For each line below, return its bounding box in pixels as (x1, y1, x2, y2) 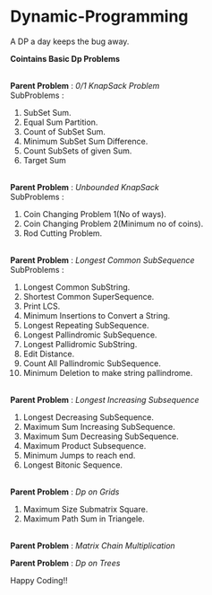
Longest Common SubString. (22, 281, 131, 293)
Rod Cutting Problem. (22, 227, 103, 239)
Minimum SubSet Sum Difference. (22, 136, 148, 146)
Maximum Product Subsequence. (22, 440, 147, 451)
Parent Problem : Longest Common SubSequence (10, 254, 195, 266)
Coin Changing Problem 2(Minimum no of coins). (22, 218, 204, 229)
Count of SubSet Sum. (22, 126, 106, 136)
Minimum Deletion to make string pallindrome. (22, 367, 193, 378)
